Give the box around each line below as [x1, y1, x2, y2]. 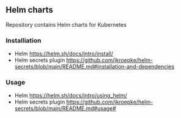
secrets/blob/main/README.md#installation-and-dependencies [14, 63, 175, 71]
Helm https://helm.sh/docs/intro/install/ [14, 50, 113, 57]
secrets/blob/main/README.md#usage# [14, 105, 116, 112]
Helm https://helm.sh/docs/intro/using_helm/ [14, 92, 127, 99]
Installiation [5, 36, 41, 44]
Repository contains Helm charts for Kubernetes [5, 21, 127, 28]
